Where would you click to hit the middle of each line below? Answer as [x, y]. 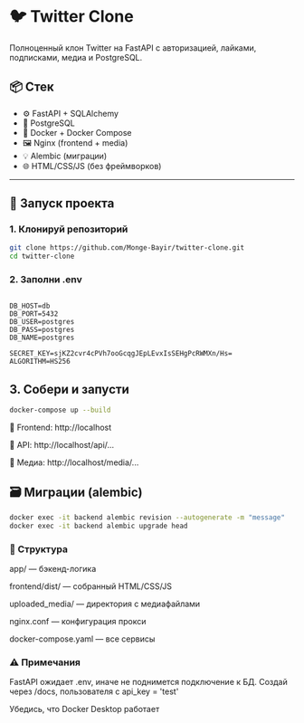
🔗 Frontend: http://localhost [61, 428]
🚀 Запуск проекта [62, 204]
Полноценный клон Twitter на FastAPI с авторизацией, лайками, [133, 48]
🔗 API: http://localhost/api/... [62, 445]
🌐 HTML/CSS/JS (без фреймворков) [92, 166]
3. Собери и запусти [69, 389]
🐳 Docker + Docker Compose [77, 132]
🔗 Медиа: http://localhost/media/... [74, 462]
